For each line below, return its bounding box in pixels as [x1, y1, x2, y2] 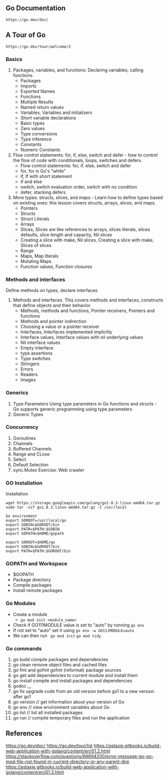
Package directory [12, 577, 51, 583]
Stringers [20, 361, 39, 367]
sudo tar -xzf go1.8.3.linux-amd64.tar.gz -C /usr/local [5, 505, 127, 510]
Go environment [5, 513, 37, 519]
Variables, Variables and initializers [20, 109, 92, 115]
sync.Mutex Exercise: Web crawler [12, 467, 84, 473]
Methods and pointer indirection [20, 318, 87, 324]
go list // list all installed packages [12, 709, 83, 715]
